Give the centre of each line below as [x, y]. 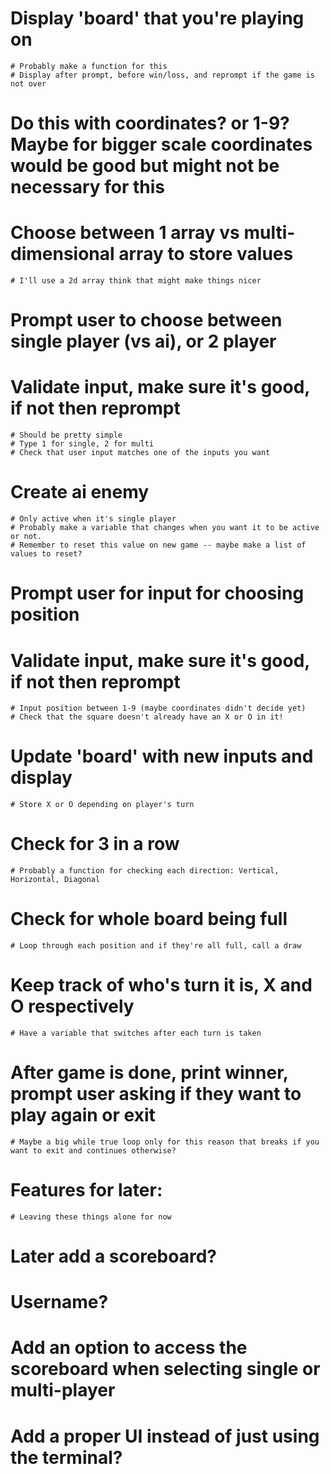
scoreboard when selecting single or [165, 1369]
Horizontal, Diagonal [55, 880]
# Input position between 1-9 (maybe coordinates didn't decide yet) [158, 708]
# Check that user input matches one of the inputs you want [140, 453]
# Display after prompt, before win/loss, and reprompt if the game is [162, 75]
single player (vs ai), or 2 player [143, 341]
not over [28, 83]
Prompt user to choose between [146, 320]
